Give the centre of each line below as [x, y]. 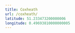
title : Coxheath [21, 9]
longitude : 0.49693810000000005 [37, 23]
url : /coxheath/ [21, 14]
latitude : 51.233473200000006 [36, 18]
